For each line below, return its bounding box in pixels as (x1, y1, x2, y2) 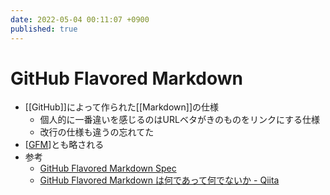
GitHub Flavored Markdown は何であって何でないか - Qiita (39, 174, 280, 186)
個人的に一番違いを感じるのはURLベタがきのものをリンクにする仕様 (39, 114, 321, 126)
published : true (10, 24, 78, 34)
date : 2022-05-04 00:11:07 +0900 (10, 14, 150, 25)
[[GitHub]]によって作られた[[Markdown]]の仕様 (24, 101, 220, 113)
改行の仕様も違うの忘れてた (39, 126, 155, 138)
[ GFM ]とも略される (24, 139, 105, 151)
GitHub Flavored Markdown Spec (39, 162, 177, 175)
